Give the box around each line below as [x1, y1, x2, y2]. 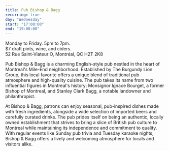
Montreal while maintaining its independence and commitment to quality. [5, 125, 157, 131]
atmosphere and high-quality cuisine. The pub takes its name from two [5, 77, 154, 83]
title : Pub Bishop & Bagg [5, 7, 60, 13]
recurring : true [5, 12, 40, 17]
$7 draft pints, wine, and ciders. [5, 46, 72, 52]
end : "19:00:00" [5, 26, 40, 32]
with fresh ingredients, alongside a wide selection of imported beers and [5, 109, 157, 115]
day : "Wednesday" [5, 17, 42, 22]
